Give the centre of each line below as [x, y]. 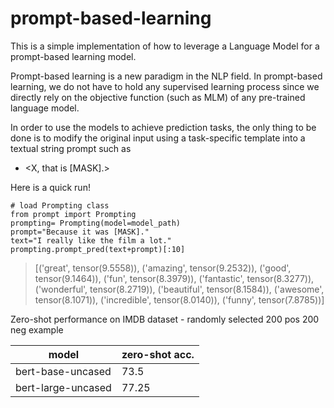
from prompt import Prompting [73, 214]
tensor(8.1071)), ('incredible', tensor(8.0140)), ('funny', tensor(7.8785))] [179, 299]
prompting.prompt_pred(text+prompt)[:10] [98, 249]
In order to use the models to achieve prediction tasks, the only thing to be [163, 127]
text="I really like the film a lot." [91, 240]
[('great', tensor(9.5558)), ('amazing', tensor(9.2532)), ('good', [163, 268]
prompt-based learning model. [73, 56]
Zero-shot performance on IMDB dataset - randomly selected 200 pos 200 [165, 319]
